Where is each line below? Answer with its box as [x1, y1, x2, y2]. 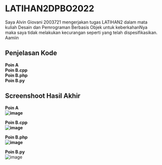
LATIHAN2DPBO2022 [5, 3, 94, 14]
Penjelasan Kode [5, 49, 57, 57]
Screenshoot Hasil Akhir [5, 92, 81, 100]
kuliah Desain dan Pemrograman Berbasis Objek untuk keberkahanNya [5, 24, 148, 30]
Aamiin [5, 35, 19, 41]
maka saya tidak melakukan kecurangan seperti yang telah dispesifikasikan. [5, 29, 158, 35]
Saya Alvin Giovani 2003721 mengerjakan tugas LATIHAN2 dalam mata [5, 19, 148, 25]
